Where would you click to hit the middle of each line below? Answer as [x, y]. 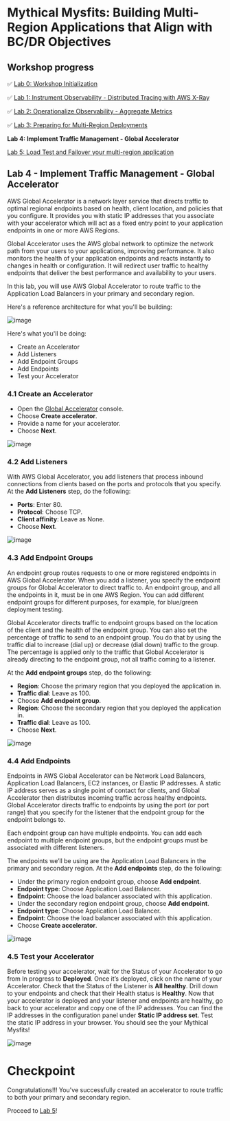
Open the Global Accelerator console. [70, 409]
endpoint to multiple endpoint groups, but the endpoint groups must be [107, 840]
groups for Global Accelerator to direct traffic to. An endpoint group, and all [114, 587]
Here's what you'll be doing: [47, 333]
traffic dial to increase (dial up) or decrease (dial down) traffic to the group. [113, 644]
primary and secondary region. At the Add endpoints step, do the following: [114, 868]
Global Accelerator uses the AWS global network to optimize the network [111, 243]
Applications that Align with [131, 27]
